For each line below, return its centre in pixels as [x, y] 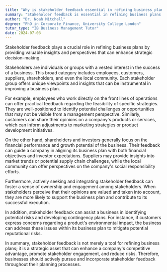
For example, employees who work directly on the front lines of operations [81, 98]
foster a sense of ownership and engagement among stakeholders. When [81, 187]
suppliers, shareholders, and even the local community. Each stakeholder [80, 78]
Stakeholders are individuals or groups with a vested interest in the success [83, 67]
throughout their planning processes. [43, 264]
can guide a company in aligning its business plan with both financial [76, 150]
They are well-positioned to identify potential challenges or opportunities [80, 109]
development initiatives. [29, 130]
